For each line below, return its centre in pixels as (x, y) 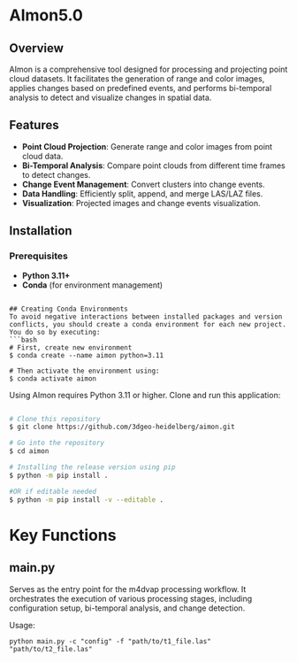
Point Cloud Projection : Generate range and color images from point (147, 146)
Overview (37, 48)
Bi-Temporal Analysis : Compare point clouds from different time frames (153, 165)
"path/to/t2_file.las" (51, 649)
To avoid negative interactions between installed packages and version (146, 316)
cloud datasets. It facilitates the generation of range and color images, (137, 79)
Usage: (22, 625)
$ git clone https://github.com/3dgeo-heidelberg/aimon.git (122, 427)
